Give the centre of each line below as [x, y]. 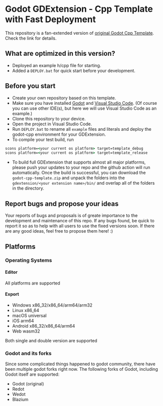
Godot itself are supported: [32, 374]
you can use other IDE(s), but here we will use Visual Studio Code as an [84, 108]
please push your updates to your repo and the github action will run [81, 167]
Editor [12, 272]
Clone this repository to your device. [49, 119]
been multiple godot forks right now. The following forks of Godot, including [81, 369]
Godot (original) [28, 384]
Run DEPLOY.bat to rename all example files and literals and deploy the [82, 129]
